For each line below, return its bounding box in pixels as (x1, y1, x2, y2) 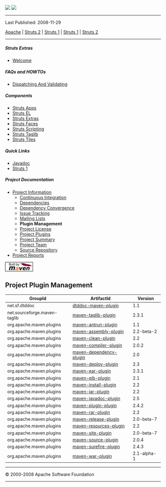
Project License (19, 226, 52, 232)
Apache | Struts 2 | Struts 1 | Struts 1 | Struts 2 (5, 29, 98, 35)
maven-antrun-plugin (72, 322, 118, 327)
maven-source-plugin (72, 437, 119, 443)
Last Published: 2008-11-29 (5, 20, 61, 25)
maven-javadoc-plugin (72, 396, 121, 402)
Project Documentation (5, 177, 54, 183)
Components (5, 92, 33, 98)
